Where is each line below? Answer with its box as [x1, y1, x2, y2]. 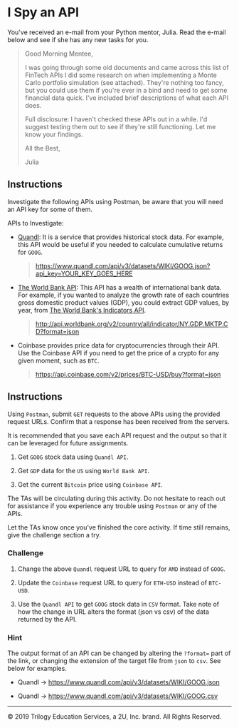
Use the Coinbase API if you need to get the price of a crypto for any [17, 348, 219, 357]
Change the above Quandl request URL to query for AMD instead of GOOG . [17, 565, 225, 573]
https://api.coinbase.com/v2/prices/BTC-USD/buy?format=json [35, 370, 221, 378]
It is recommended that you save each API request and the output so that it [7, 431, 228, 440]
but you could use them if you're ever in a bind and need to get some [24, 86, 228, 94]
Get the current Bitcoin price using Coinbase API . [17, 480, 163, 489]
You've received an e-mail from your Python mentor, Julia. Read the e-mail [7, 28, 226, 36]
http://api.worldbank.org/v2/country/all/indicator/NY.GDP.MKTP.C [35, 319, 229, 328]
